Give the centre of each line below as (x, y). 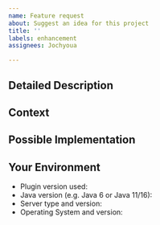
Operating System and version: (71, 212)
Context (29, 112)
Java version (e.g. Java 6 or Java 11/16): (86, 195)
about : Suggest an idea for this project (79, 23)
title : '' (25, 31)
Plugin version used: (54, 186)
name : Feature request (46, 16)
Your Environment (54, 167)
